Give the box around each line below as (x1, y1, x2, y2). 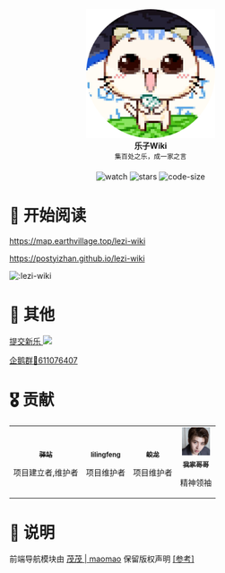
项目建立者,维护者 (13, 467, 79, 478)
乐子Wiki (134, 141, 168, 151)
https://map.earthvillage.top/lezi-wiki (9, 235, 146, 246)
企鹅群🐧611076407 (9, 354, 78, 366)
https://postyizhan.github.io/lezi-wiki (9, 253, 145, 264)
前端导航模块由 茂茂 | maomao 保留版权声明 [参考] (9, 553, 195, 564)
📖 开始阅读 (9, 205, 87, 225)
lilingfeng (91, 450, 121, 460)
